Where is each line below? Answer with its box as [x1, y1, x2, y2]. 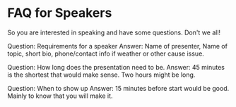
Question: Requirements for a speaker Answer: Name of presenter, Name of [7, 42, 228, 50]
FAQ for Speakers [7, 5, 112, 21]
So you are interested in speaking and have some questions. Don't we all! [7, 28, 221, 37]
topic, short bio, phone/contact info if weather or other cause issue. [7, 49, 205, 58]
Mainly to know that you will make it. [7, 92, 113, 100]
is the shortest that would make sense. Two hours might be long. [7, 70, 196, 79]
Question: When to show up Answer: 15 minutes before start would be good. [7, 84, 230, 92]
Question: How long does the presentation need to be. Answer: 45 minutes [7, 63, 225, 71]
